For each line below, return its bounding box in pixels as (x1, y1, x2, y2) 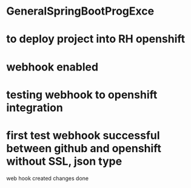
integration (6, 100, 64, 114)
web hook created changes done (6, 175, 89, 182)
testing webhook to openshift (6, 88, 158, 102)
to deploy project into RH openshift (6, 32, 186, 46)
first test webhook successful (6, 128, 160, 142)
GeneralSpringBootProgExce (6, 4, 155, 18)
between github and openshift (6, 141, 162, 155)
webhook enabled (6, 60, 99, 74)
